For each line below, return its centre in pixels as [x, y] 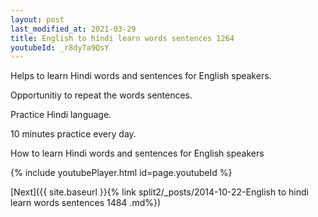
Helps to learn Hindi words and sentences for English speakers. [141, 76]
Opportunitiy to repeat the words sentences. [101, 95]
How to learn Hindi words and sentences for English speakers [137, 153]
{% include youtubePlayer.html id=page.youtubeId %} [121, 173]
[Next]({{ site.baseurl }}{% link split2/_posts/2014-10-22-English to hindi [159, 192]
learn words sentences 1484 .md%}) [86, 203]
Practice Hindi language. [61, 115]
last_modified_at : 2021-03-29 [73, 29]
